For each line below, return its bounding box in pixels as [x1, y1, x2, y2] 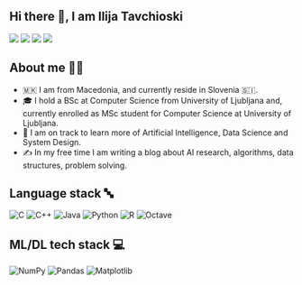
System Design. [22, 136, 81, 147]
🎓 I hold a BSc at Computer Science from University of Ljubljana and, [22, 95, 283, 106]
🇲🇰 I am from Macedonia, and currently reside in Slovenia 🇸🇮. [22, 84, 259, 95]
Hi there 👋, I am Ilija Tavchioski [9, 9, 183, 24]
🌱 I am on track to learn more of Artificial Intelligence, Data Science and [22, 127, 288, 138]
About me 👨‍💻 [9, 60, 84, 76]
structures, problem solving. [22, 160, 128, 170]
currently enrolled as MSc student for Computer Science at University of [22, 107, 292, 118]
